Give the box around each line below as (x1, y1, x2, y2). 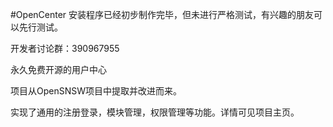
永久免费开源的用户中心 (10, 64, 107, 75)
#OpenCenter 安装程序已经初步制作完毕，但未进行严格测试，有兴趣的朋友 (10, 9, 315, 20)
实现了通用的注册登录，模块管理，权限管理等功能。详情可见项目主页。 (10, 106, 300, 118)
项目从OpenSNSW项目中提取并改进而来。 (10, 85, 183, 97)
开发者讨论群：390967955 (10, 43, 120, 54)
